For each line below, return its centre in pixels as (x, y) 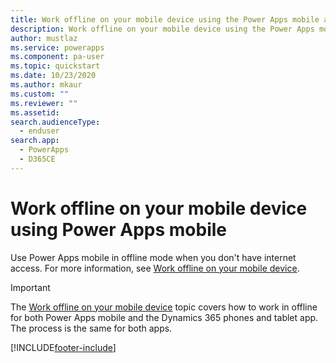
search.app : (35, 141)
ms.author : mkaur (46, 85)
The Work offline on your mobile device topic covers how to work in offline (164, 307)
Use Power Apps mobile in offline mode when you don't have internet (153, 257)
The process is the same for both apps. (91, 328)
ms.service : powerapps (57, 47)
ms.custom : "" (40, 94)
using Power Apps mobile (119, 229)
